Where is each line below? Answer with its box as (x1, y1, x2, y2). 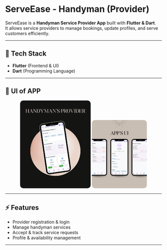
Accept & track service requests (12, 229, 79, 235)
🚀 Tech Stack (5, 50, 47, 58)
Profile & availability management (12, 235, 81, 241)
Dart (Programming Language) (12, 68, 76, 74)
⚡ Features (5, 203, 39, 212)
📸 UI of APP (5, 87, 41, 95)
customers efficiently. (5, 30, 50, 36)
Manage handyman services (12, 224, 71, 230)
